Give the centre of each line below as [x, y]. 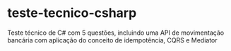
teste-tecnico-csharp [72, 13]
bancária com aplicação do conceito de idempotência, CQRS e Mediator [112, 40]
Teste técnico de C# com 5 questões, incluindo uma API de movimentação [116, 33]
